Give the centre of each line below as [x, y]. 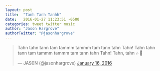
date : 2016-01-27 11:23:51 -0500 [42, 19]
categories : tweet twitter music [40, 24]
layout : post [19, 10]
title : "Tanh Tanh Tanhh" [33, 15]
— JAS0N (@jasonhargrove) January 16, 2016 [65, 63]
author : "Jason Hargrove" [32, 29]
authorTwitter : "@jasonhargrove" [40, 33]
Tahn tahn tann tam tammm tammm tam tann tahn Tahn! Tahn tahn [86, 48]
